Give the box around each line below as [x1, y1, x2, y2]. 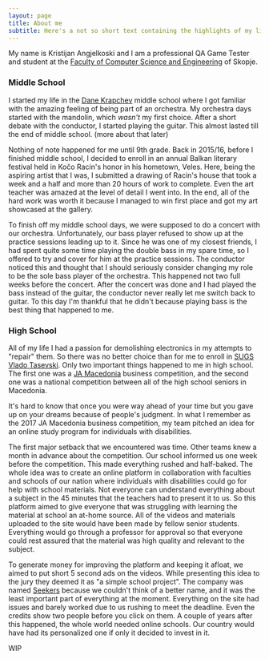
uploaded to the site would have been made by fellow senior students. [8, 518, 240, 528]
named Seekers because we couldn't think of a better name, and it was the [8, 585, 256, 595]
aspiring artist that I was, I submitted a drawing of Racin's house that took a [8, 170, 257, 180]
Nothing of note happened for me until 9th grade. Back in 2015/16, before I [8, 145, 254, 155]
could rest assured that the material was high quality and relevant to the [8, 536, 245, 545]
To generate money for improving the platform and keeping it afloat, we [8, 560, 244, 569]
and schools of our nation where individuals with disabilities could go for [8, 476, 247, 485]
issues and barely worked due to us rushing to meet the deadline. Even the [8, 602, 255, 612]
